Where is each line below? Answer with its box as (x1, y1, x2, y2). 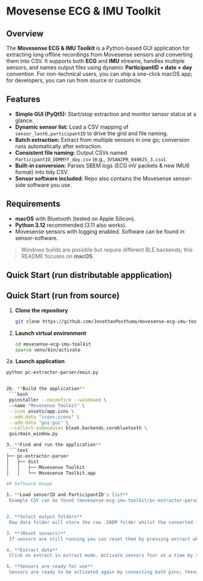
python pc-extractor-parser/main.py (6, 369, 98, 375)
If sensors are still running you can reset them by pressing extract (8, 536, 190, 542)
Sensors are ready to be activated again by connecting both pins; (8, 569, 182, 576)
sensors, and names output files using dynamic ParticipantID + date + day (6, 64, 192, 71)
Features (6, 94, 40, 104)
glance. (14, 116, 34, 124)
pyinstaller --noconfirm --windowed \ (8, 397, 107, 403)
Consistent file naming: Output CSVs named (14, 149, 127, 156)
